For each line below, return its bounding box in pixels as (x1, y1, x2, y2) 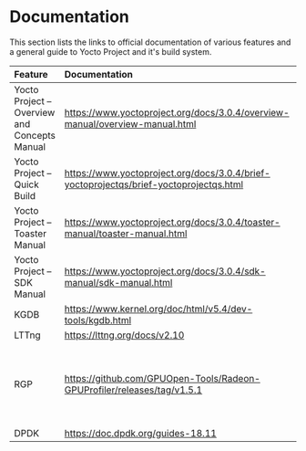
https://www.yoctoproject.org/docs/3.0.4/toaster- (64, 215, 280, 228)
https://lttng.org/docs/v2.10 (64, 329, 185, 341)
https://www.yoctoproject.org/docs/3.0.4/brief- (64, 166, 270, 179)
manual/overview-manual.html (64, 117, 197, 130)
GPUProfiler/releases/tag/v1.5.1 (64, 383, 203, 396)
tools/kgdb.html (64, 313, 132, 326)
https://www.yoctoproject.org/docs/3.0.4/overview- (64, 106, 290, 119)
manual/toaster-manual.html (64, 226, 188, 239)
